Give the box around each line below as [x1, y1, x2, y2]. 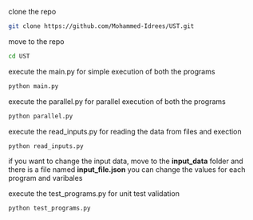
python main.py [8, 82, 59, 90]
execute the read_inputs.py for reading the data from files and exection [8, 126, 242, 136]
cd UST [8, 52, 30, 60]
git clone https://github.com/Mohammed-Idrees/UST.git [8, 22, 195, 30]
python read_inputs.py [8, 142, 84, 150]
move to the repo [8, 36, 65, 46]
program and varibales [8, 174, 83, 183]
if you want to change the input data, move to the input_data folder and [8, 156, 243, 166]
